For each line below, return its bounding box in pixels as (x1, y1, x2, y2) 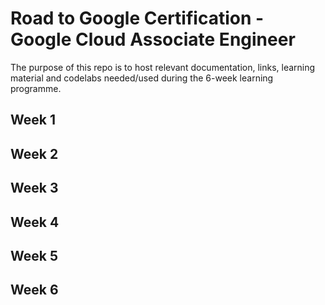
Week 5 (10, 247, 58, 264)
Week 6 (10, 282, 59, 299)
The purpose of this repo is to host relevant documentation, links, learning (10, 61, 316, 73)
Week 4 (10, 213, 60, 231)
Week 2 (10, 145, 59, 162)
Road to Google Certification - (10, 7, 265, 30)
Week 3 (10, 180, 59, 197)
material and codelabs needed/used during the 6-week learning (10, 72, 274, 84)
